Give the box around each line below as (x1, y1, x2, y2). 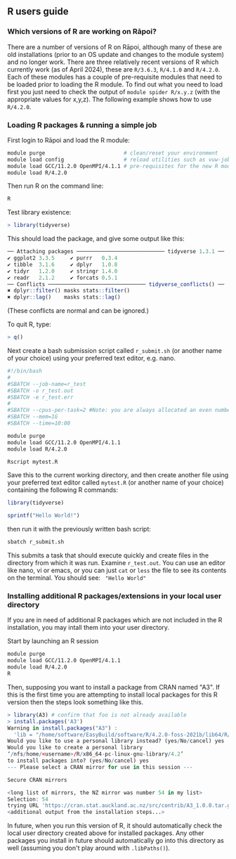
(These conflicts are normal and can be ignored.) (7, 306, 150, 315)
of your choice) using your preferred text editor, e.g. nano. (7, 354, 176, 363)
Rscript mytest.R (7, 458, 58, 465)
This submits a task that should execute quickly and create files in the (7, 551, 209, 560)
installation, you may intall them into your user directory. (7, 624, 170, 632)
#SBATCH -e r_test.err (7, 394, 74, 401)
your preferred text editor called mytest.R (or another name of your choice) (7, 478, 224, 487)
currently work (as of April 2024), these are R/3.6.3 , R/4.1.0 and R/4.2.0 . (7, 65, 221, 73)
